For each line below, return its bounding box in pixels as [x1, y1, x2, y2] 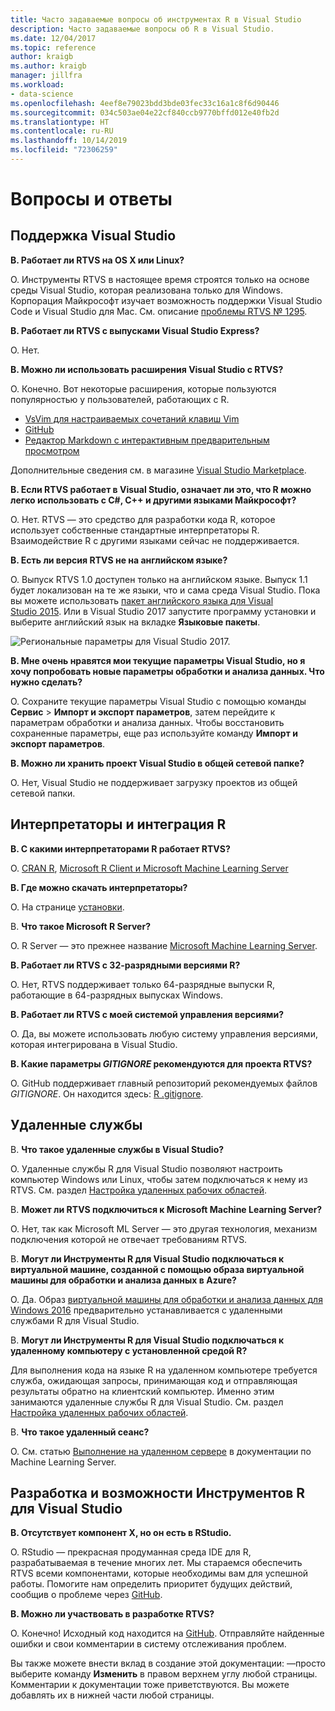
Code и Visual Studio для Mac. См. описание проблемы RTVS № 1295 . [10, 305, 308, 317]
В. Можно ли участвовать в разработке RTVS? [10, 1608, 215, 1620]
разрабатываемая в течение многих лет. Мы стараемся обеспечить [10, 1557, 303, 1569]
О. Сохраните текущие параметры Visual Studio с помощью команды [10, 695, 307, 707]
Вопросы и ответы [10, 188, 173, 211]
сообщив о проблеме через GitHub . [10, 1589, 163, 1601]
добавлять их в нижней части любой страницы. [10, 1689, 215, 1701]
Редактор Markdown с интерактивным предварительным [24, 434, 270, 446]
